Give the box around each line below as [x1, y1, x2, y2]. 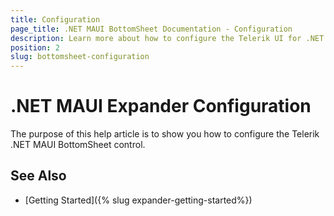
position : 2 [10, 42, 60, 53]
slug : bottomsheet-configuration [10, 52, 150, 62]
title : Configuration [10, 14, 101, 25]
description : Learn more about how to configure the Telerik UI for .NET [10, 33, 325, 43]
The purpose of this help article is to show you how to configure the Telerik [10, 128, 320, 140]
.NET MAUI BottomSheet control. [10, 139, 146, 151]
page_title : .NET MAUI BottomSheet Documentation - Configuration [10, 24, 293, 34]
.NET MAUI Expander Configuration [10, 95, 312, 118]
